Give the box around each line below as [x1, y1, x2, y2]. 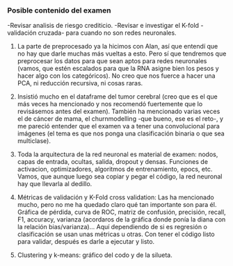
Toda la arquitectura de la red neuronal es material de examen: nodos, [17, 150, 218, 158]
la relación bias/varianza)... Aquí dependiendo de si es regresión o [17, 223, 207, 231]
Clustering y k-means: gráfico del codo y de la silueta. [17, 251, 172, 259]
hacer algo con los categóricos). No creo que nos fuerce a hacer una [17, 72, 216, 80]
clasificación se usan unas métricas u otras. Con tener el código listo [17, 230, 216, 238]
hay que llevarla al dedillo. [17, 180, 93, 188]
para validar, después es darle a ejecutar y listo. [17, 238, 155, 246]
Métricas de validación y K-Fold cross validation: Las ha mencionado [17, 193, 214, 201]
